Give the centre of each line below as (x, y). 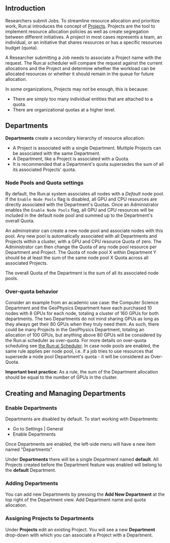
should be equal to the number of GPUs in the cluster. (62, 377)
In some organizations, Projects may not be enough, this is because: (77, 89)
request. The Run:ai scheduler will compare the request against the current (84, 63)
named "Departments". (29, 449)
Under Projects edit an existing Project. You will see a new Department (80, 529)
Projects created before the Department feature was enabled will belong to (84, 465)
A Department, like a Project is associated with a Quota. (71, 159)
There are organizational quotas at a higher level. (64, 109)
